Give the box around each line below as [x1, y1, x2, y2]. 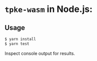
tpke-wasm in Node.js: [4, 3, 93, 15]
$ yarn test [4, 41, 29, 46]
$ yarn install [4, 36, 36, 41]
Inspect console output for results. [4, 50, 75, 56]
